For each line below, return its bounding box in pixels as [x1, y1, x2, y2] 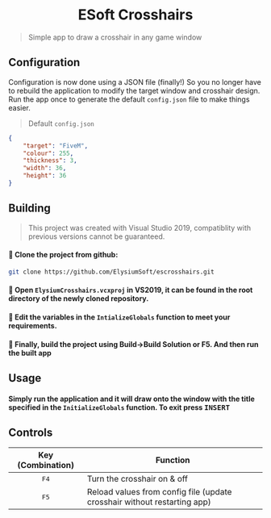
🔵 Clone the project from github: [8, 250, 119, 260]
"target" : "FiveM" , [23, 141, 89, 150]
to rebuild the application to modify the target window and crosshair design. [8, 86, 261, 95]
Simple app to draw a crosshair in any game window [27, 32, 202, 42]
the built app [8, 348, 52, 357]
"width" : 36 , [23, 164, 67, 173]
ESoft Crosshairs [77, 6, 194, 24]
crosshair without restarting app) [86, 496, 211, 508]
